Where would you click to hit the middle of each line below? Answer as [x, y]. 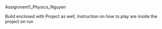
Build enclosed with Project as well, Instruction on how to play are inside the [81, 16]
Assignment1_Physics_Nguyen [36, 7]
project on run [19, 22]
